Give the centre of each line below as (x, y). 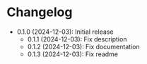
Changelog (40, 12)
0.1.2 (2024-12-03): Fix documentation (83, 46)
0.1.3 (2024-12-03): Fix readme (72, 54)
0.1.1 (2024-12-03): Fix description (77, 39)
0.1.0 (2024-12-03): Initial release (65, 32)
